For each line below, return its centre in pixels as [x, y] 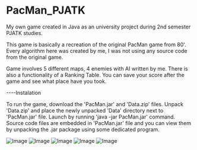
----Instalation [24, 92]
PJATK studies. [24, 33]
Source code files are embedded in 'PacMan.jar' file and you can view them [99, 123]
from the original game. [35, 57]
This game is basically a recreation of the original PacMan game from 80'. [96, 44]
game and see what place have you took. [56, 81]
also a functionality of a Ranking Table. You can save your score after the [96, 75]
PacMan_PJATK [46, 10]
